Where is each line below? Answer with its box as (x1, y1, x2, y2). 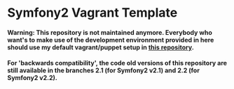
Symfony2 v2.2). (7, 74, 57, 82)
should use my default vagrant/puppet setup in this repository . (7, 43, 194, 51)
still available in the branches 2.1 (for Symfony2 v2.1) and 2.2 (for (7, 66, 200, 74)
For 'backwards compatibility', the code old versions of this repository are (7, 59, 228, 67)
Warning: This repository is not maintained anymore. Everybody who (7, 28, 212, 36)
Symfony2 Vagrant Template (7, 5, 178, 21)
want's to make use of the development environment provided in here (7, 35, 214, 44)
